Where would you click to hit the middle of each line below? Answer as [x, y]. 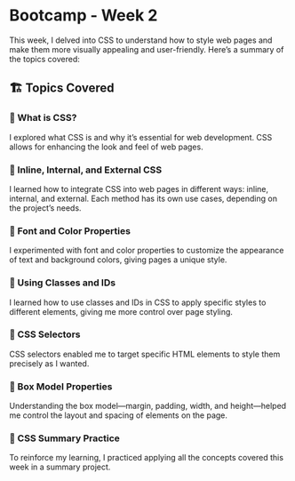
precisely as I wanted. [49, 363]
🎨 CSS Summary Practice [64, 438]
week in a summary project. [60, 467]
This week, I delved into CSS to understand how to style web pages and [141, 40]
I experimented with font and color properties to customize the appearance [147, 251]
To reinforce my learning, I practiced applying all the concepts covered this [147, 458]
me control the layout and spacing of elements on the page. [119, 415]
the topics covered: [44, 59]
